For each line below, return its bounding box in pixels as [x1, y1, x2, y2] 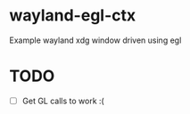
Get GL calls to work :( [21, 95, 104, 106]
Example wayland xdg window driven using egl [9, 35, 182, 45]
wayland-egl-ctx [9, 5, 136, 26]
